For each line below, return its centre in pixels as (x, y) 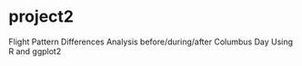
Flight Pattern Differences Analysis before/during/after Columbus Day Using (151, 42)
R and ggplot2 (35, 51)
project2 (41, 17)
